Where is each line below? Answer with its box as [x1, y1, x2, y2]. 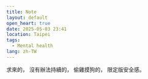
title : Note [6, 9, 37, 15]
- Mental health [12, 43, 53, 49]
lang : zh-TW [6, 49, 37, 55]
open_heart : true [6, 20, 51, 26]
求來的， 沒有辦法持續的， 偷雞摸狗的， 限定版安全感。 [6, 66, 145, 73]
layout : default [6, 15, 48, 21]
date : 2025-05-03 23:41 [6, 26, 67, 32]
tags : [6, 37, 20, 43]
